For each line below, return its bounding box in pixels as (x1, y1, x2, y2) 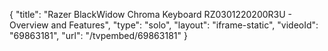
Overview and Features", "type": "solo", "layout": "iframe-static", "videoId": (9, 19, 319, 31)
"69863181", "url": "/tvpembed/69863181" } (9, 30, 188, 41)
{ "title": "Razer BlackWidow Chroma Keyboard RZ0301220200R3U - (9, 9, 292, 20)
